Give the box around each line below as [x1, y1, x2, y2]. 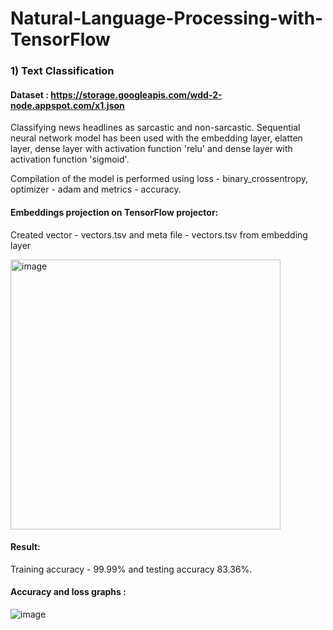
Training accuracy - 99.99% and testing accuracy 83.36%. [10, 563, 253, 575]
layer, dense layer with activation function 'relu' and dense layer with [10, 143, 293, 155]
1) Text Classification [10, 64, 115, 78]
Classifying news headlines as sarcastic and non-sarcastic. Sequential [10, 122, 301, 134]
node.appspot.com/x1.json [10, 99, 125, 111]
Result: [10, 541, 41, 553]
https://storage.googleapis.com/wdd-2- [50, 88, 223, 101]
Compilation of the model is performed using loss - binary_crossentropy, [10, 173, 309, 185]
